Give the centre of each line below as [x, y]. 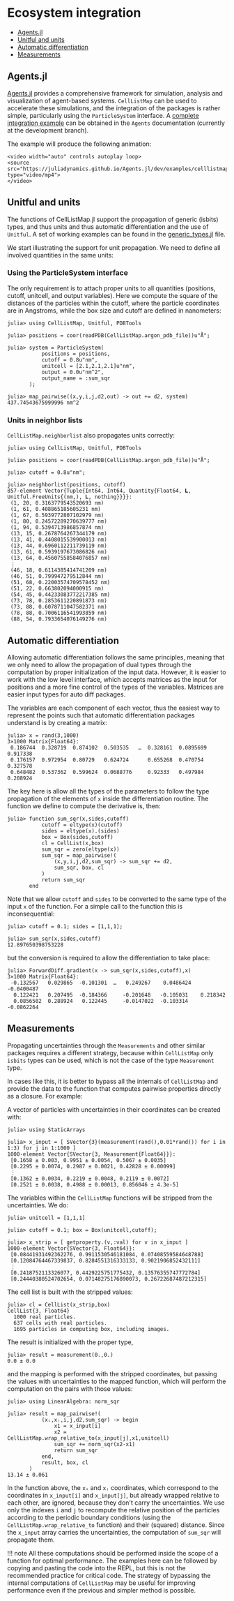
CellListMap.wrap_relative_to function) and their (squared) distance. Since [116, 1525]
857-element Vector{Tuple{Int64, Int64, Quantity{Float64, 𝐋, [99, 491]
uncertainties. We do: [38, 1205]
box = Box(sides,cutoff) [77, 837]
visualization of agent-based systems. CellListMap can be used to [102, 100]
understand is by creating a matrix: [57, 722]
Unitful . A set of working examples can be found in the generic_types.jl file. [117, 234]
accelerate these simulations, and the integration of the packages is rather [114, 108]
